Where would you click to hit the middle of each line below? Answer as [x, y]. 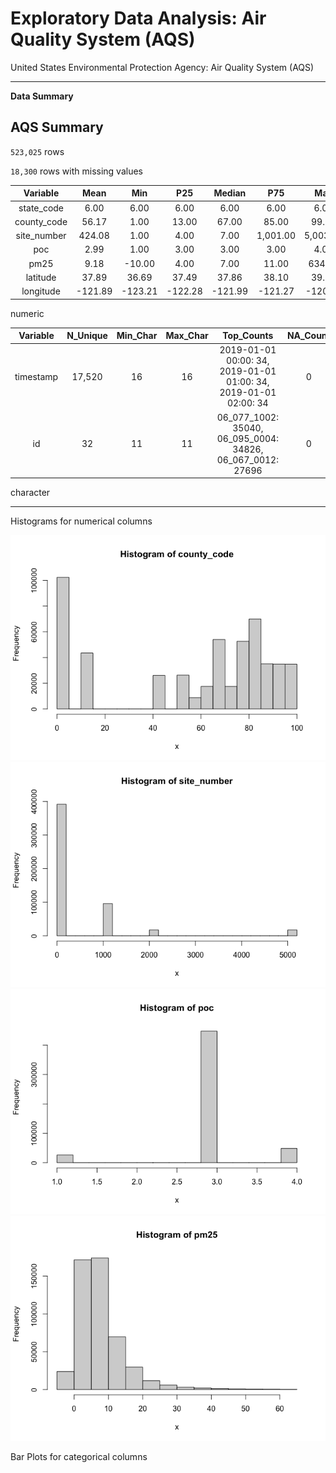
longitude [41, 291]
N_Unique [87, 335]
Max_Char [187, 335]
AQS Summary [57, 127]
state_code [41, 208]
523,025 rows [37, 151]
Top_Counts [248, 335]
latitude [41, 277]
